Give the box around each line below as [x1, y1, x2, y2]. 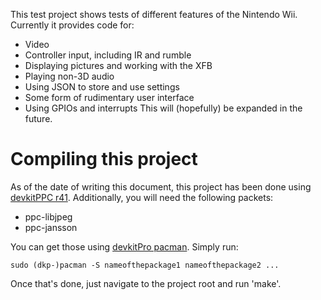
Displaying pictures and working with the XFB [24, 60, 213, 71]
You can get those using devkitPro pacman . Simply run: [10, 240, 239, 253]
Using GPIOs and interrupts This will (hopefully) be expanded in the [24, 102, 303, 114]
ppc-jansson [24, 221, 78, 233]
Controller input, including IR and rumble [24, 49, 192, 61]
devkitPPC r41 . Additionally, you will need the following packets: [10, 191, 274, 203]
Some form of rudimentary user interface [24, 92, 195, 103]
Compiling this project [10, 148, 198, 171]
